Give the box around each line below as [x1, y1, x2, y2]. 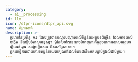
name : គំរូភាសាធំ [5, 26, 33, 31]
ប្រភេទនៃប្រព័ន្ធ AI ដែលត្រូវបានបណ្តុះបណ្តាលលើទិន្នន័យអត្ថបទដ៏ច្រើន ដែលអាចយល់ [10, 35, 133, 40]
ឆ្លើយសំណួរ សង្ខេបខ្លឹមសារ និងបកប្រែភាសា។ [10, 44, 75, 49]
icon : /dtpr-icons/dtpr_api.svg [5, 21, 73, 26]
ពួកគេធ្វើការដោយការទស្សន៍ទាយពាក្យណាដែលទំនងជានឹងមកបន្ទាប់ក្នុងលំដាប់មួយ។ [10, 49, 125, 54]
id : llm [5, 16, 22, 21]
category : [5, 7, 26, 12]
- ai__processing [10, 12, 46, 17]
